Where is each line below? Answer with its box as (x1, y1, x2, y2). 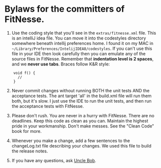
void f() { (13, 70, 36, 75)
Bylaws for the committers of (4, 3, 125, 15)
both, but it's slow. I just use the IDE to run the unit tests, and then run (11, 98, 152, 104)
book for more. (11, 128, 42, 134)
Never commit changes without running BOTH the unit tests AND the (11, 87, 150, 93)
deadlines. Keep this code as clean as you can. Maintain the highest (11, 118, 148, 124)
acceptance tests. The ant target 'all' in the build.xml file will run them (11, 93, 152, 99)
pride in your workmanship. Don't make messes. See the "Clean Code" (11, 123, 154, 129)
